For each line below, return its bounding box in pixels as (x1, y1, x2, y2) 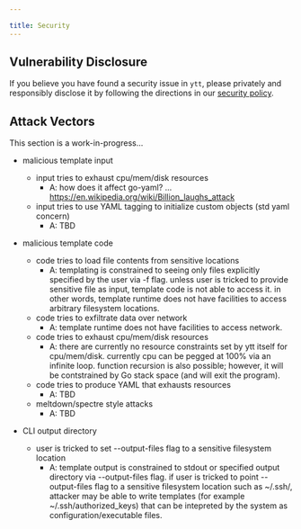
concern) (35, 211, 70, 221)
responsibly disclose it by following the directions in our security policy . (9, 87, 274, 99)
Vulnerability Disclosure (9, 55, 148, 70)
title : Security (9, 21, 70, 30)
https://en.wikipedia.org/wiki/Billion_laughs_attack (49, 192, 235, 202)
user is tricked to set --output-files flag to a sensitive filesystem (35, 443, 272, 454)
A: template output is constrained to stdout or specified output (49, 462, 280, 473)
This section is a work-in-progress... (9, 138, 144, 148)
